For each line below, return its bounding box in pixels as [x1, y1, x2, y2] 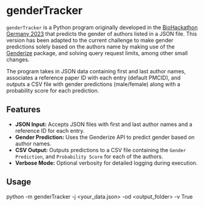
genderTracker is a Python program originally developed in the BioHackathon [6, 24, 198, 31]
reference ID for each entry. [15, 127, 85, 134]
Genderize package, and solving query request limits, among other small [6, 49, 188, 56]
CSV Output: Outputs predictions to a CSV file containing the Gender [15, 146, 186, 153]
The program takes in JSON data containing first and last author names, [6, 67, 186, 75]
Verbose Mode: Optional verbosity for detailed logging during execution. [15, 159, 198, 167]
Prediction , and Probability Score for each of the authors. [15, 153, 163, 160]
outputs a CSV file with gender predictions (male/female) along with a [6, 80, 181, 88]
